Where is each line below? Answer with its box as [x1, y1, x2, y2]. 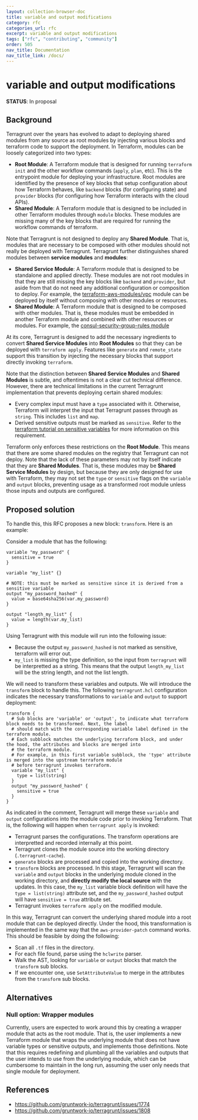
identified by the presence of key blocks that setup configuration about [14, 180, 187, 187]
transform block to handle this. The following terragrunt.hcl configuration [6, 687, 187, 694]
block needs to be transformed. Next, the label [6, 721, 128, 727]
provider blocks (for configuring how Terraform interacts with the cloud [14, 192, 189, 199]
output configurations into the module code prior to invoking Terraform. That [6, 815, 192, 822]
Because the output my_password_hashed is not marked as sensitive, [14, 644, 178, 651]
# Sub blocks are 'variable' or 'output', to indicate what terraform [11, 716, 189, 722]
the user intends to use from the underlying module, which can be [6, 1055, 167, 1062]
